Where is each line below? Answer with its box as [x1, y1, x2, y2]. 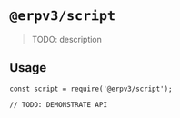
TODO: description [31, 34, 103, 44]
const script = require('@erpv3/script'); [9, 84, 173, 93]
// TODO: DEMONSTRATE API [9, 100, 107, 109]
